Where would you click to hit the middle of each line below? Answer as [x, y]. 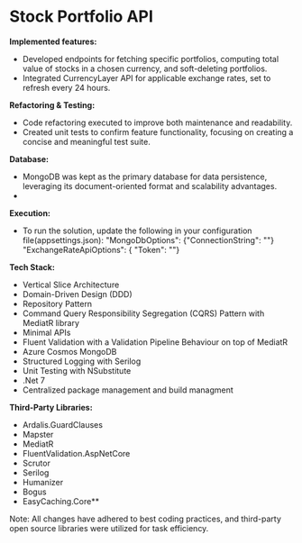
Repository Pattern [57, 303]
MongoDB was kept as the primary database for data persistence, [145, 176]
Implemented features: [53, 41]
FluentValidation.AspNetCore [76, 453]
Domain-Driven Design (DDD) [77, 294]
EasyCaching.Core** [61, 501]
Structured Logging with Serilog [82, 361]
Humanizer [43, 482]
